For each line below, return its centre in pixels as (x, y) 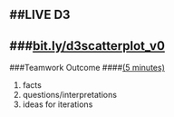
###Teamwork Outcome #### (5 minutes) (87, 68)
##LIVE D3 (40, 15)
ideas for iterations (58, 104)
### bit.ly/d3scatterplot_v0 (87, 46)
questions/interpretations (70, 95)
